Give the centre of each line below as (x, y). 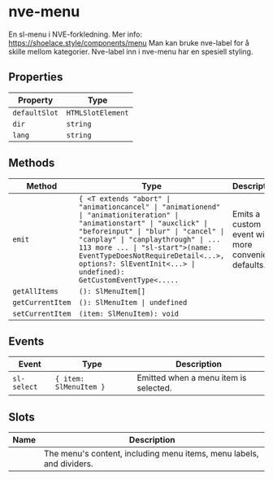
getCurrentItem (42, 302)
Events (26, 341)
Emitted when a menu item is (192, 378)
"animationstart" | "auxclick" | (143, 223)
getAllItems (36, 291)
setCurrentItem (42, 313)
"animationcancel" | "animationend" (149, 207)
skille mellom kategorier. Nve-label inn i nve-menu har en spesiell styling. (131, 51)
